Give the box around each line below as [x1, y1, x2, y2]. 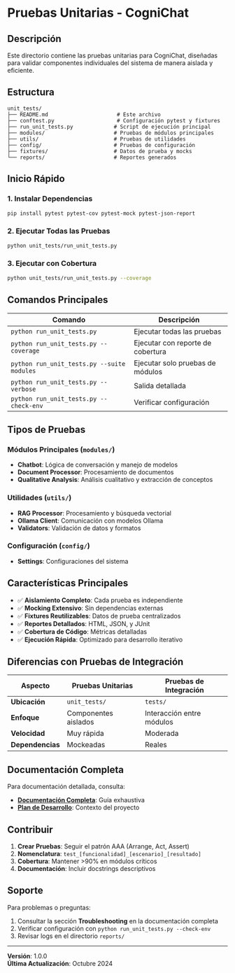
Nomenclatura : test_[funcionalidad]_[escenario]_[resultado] [17, 850, 201, 858]
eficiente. [7, 66, 35, 74]
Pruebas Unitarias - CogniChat [7, 5, 189, 21]
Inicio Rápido [7, 173, 65, 185]
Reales [144, 740, 167, 750]
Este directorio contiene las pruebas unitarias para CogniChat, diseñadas [7, 51, 218, 59]
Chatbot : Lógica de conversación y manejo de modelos [17, 460, 178, 469]
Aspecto [20, 681, 50, 690]
